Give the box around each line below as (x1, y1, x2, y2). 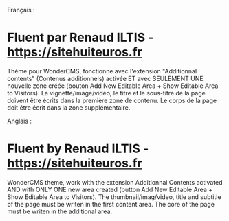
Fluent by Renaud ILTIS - (7, 141, 149, 156)
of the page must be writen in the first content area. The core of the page (7, 200, 215, 208)
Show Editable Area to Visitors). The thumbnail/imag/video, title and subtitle (7, 192, 221, 201)
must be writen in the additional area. (7, 207, 113, 216)
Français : (7, 6, 36, 14)
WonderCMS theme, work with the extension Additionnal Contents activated (7, 178, 223, 186)
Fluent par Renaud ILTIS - (7, 30, 154, 45)
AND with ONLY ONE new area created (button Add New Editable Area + (7, 185, 213, 194)
